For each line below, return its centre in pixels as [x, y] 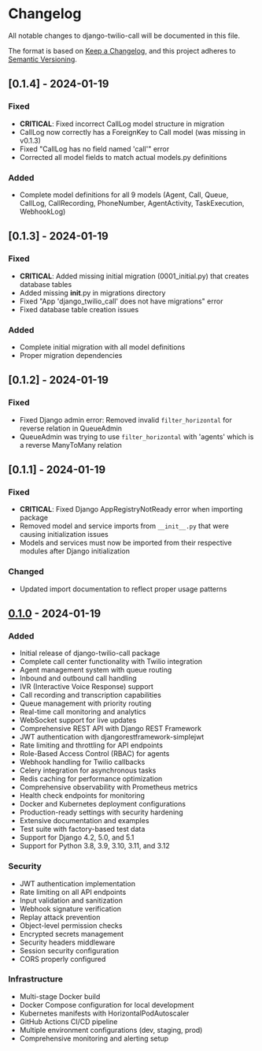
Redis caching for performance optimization [91, 779]
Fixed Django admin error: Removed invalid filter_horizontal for [125, 419]
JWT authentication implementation [77, 883]
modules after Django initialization [75, 551]
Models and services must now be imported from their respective [125, 543]
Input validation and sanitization [71, 900]
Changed [26, 572]
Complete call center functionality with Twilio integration [111, 662]
